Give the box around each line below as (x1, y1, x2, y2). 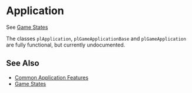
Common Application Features (14, 74, 89, 81)
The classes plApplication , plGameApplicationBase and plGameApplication (6, 35, 187, 42)
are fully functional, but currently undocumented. (6, 41, 125, 48)
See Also (6, 58, 39, 68)
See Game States (6, 24, 48, 31)
